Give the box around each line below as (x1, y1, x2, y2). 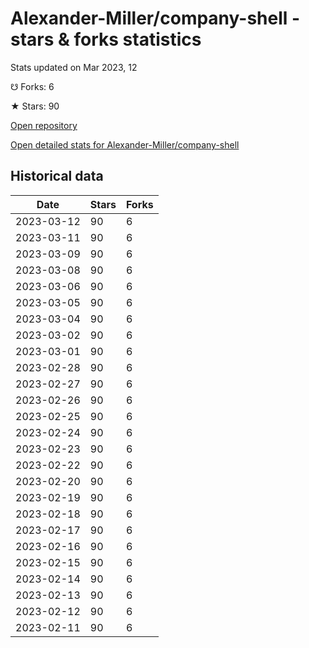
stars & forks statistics (10, 28, 202, 51)
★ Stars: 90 (10, 100, 60, 112)
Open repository (10, 119, 78, 131)
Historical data (10, 168, 104, 185)
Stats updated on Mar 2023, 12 (10, 61, 138, 73)
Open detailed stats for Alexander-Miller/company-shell (10, 138, 240, 151)
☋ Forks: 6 (10, 80, 55, 92)
